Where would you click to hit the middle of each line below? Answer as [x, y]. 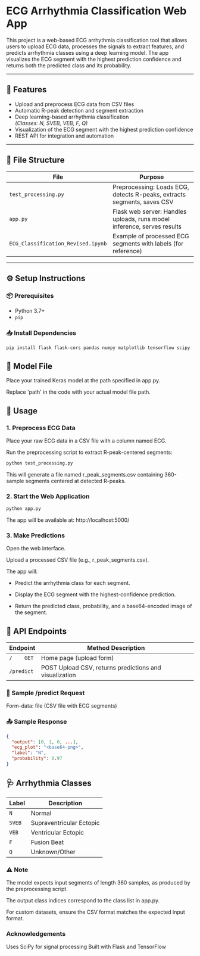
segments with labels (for [148, 244]
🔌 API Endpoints [37, 631]
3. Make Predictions [36, 535]
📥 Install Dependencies [41, 333]
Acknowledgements [36, 933]
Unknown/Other [53, 852]
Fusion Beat [47, 842]
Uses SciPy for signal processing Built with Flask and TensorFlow [86, 947]
